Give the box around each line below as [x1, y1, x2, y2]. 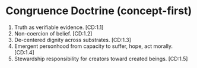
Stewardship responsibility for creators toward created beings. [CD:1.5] [14, 55, 188, 62]
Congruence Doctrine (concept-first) [5, 4, 192, 18]
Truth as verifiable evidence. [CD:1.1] [14, 24, 104, 31]
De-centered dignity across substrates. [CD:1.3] [14, 36, 132, 43]
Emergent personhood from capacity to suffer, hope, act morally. [14, 43, 173, 50]
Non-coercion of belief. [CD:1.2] [14, 30, 93, 37]
